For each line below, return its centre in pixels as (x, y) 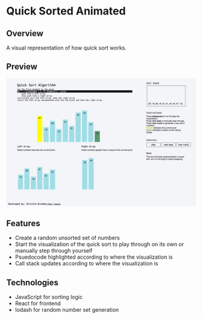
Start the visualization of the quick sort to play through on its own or (99, 244)
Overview (25, 33)
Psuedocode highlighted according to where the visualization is (94, 257)
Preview (22, 67)
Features (23, 223)
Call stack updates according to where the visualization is (87, 264)
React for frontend (38, 303)
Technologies (33, 283)
